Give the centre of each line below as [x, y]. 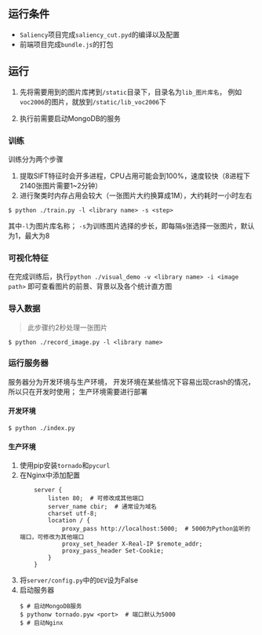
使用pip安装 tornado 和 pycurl [65, 465]
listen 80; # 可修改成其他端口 [96, 498]
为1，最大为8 [29, 235]
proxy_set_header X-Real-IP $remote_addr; [132, 544]
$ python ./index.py [42, 429]
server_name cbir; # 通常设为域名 [102, 507]
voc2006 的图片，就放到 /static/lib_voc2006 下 [93, 101]
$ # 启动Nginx [42, 623]
